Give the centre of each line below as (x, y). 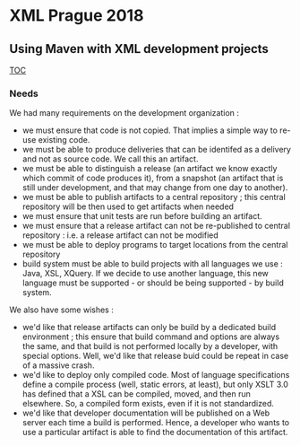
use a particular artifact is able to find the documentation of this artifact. (155, 433)
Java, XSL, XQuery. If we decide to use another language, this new (145, 274)
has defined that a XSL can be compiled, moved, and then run (136, 394)
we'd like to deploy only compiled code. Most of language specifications (156, 375)
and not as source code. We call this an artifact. (110, 159)
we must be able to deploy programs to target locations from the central (155, 245)
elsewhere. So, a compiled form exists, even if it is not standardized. (148, 404)
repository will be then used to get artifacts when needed (128, 206)
